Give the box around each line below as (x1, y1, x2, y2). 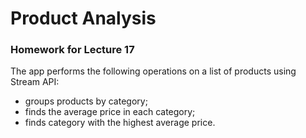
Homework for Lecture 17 (10, 43, 135, 57)
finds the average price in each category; (24, 106, 196, 118)
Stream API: (10, 76, 60, 88)
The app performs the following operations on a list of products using (10, 65, 297, 77)
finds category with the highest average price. (24, 117, 216, 129)
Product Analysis (10, 7, 157, 30)
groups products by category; (24, 95, 148, 107)
